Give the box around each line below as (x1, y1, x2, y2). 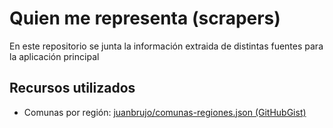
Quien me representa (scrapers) (9, 7, 281, 30)
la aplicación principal (9, 50, 100, 62)
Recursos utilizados (9, 80, 136, 97)
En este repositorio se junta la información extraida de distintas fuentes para (9, 40, 324, 52)
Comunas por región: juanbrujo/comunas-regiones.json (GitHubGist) (23, 106, 307, 118)
